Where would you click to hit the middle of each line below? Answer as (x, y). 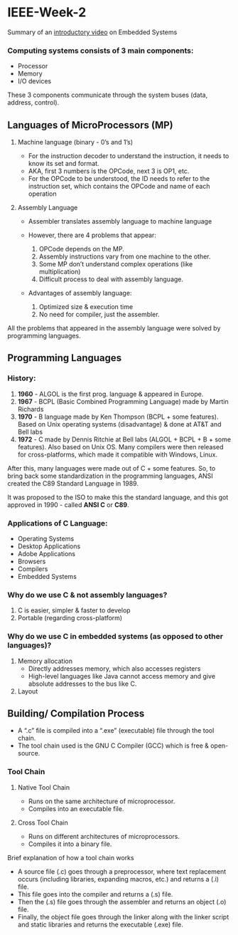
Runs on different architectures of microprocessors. (104, 836)
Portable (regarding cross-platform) (70, 618)
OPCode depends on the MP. (81, 249)
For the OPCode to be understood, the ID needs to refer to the (119, 179)
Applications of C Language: (58, 523)
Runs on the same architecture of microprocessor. (102, 801)
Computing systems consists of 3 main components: (101, 51)
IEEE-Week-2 (47, 12)
